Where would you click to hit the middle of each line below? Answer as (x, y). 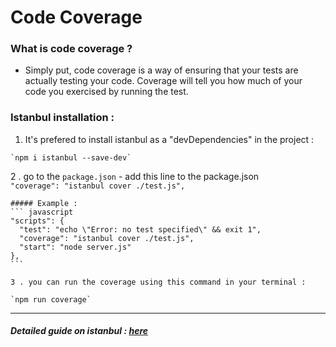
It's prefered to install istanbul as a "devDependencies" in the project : (169, 139)
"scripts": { (37, 221)
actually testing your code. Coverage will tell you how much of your (163, 81)
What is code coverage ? (71, 49)
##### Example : (44, 203)
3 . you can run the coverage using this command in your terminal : (158, 282)
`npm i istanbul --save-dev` (71, 157)
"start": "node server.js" (75, 247)
